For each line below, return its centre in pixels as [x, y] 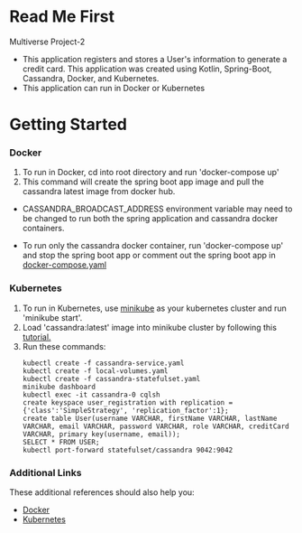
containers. [43, 229]
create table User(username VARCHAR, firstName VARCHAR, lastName [150, 418]
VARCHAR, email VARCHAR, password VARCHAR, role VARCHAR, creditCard [156, 426]
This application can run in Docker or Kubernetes [114, 88]
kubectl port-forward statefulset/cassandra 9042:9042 [128, 450]
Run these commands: [64, 346]
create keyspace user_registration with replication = [128, 402]
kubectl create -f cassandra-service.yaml [103, 363]
